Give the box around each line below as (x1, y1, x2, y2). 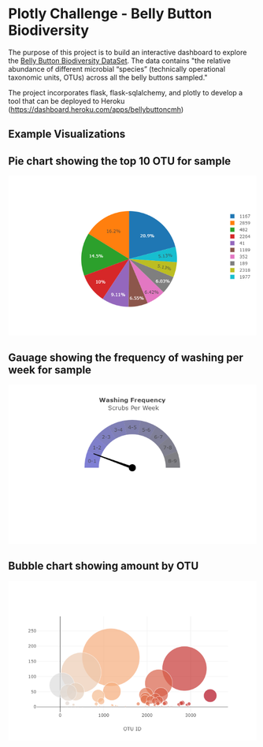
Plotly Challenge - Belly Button (8, 5, 213, 23)
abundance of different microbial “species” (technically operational (8, 64, 226, 73)
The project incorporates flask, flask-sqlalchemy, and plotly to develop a (8, 87, 243, 97)
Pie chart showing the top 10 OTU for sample (8, 154, 232, 168)
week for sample (8, 363, 92, 377)
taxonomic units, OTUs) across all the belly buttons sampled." (8, 72, 208, 82)
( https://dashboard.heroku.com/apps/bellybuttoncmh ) (8, 104, 184, 114)
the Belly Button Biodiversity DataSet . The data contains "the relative (8, 56, 231, 65)
